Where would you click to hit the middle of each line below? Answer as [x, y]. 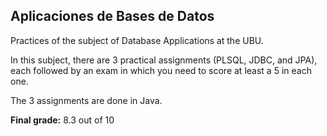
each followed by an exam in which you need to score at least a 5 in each [161, 70]
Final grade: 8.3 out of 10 [62, 120]
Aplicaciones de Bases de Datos [112, 16]
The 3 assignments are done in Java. [86, 100]
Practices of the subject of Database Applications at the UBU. [137, 40]
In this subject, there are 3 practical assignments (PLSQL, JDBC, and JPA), [164, 60]
